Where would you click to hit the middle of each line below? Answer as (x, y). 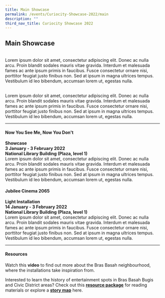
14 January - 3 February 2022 (36, 207)
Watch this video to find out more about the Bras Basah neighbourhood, (78, 265)
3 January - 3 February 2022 (35, 149)
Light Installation (23, 202)
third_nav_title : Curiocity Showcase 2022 (49, 23)
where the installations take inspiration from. (50, 270)
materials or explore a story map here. (44, 290)
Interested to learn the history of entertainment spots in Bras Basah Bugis (79, 279)
